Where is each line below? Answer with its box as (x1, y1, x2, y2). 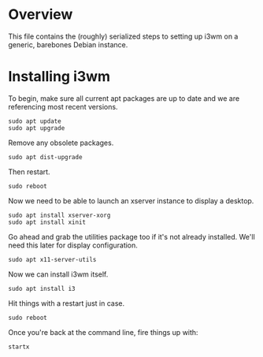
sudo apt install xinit (8, 218, 87, 226)
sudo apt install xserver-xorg (8, 211, 111, 219)
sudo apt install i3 (8, 284, 76, 292)
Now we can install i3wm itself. (8, 270, 109, 279)
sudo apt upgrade (8, 124, 65, 132)
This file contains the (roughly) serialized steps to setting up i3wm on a (8, 32, 239, 41)
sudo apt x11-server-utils (8, 255, 97, 263)
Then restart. (8, 167, 50, 177)
